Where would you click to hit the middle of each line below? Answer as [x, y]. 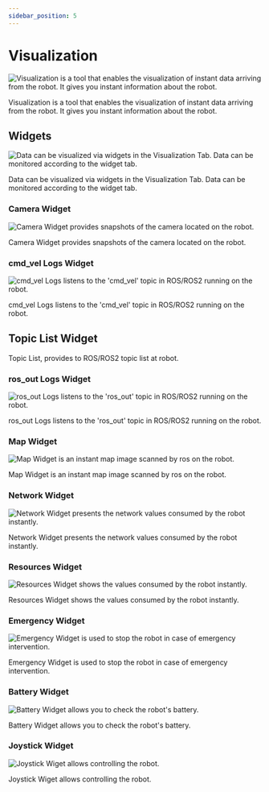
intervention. [29, 671]
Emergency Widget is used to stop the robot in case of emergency [118, 662]
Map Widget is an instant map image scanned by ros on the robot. [118, 475]
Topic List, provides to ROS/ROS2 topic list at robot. [94, 358]
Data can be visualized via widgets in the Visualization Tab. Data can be [127, 180]
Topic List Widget [53, 339]
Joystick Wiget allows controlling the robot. [80, 779]
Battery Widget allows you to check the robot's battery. [100, 725]
